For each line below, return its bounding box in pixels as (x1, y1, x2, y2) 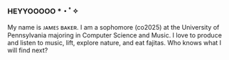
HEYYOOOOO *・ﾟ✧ (7, 6, 79, 16)
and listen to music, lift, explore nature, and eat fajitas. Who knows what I (7, 39, 222, 47)
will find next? (7, 46, 48, 54)
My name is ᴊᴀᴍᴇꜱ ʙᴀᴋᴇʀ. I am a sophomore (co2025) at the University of (7, 23, 220, 32)
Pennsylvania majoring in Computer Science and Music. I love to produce (7, 31, 223, 40)
